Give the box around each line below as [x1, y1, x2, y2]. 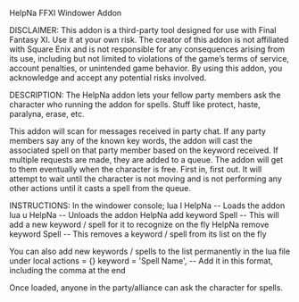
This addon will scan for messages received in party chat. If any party [9, 126, 266, 137]
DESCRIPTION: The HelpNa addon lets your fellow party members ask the [9, 89, 281, 100]
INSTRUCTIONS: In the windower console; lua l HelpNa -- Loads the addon [9, 200, 286, 211]
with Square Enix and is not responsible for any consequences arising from [9, 44, 286, 55]
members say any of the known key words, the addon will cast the [9, 136, 253, 146]
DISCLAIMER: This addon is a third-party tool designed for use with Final [9, 25, 277, 35]
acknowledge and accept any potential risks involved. [9, 72, 207, 83]
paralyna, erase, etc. [9, 109, 85, 119]
